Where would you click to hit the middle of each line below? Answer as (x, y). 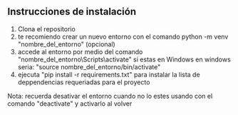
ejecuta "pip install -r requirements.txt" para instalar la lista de (109, 74)
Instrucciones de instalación (72, 12)
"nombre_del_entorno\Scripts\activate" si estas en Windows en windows (124, 59)
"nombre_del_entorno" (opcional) (66, 44)
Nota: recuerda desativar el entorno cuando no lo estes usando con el (110, 96)
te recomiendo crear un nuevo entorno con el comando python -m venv (123, 36)
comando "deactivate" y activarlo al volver (70, 104)
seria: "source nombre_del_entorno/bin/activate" (89, 66)
